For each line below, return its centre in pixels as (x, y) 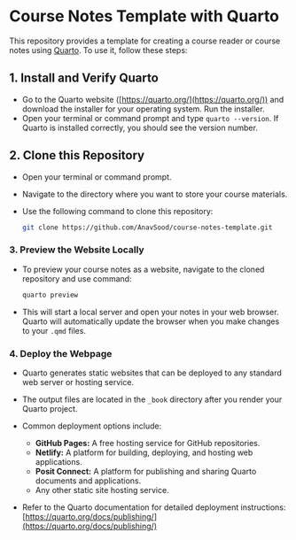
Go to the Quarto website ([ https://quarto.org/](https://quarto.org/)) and (153, 99)
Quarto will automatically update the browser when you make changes (151, 321)
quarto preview (50, 295)
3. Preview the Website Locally (77, 250)
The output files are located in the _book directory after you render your (152, 399)
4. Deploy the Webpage (61, 353)
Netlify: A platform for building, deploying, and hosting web (144, 452)
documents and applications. (88, 481)
